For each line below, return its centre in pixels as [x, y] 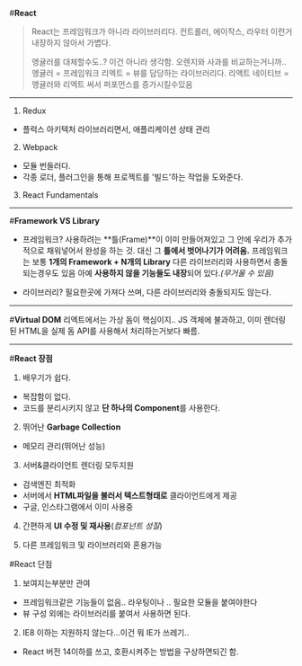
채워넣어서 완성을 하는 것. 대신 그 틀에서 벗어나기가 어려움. [148, 250]
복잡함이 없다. [47, 396]
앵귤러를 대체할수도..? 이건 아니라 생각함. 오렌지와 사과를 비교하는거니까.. [159, 62]
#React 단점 [31, 564]
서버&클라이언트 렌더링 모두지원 [78, 465]
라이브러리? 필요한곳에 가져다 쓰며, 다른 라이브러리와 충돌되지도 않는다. [147, 292]
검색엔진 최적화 [49, 484]
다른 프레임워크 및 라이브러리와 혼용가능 [92, 545]
